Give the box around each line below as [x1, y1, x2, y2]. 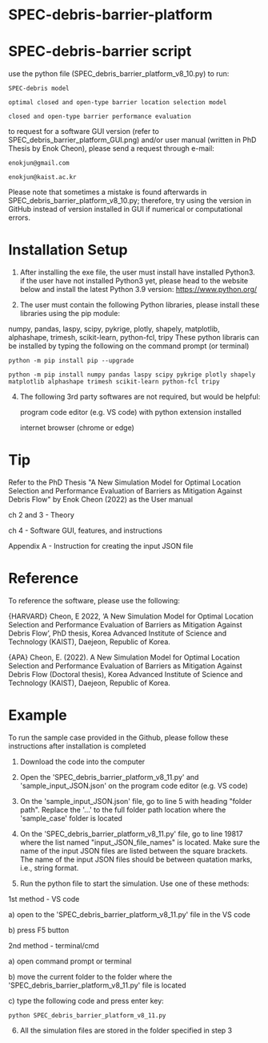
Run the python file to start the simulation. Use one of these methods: [19, 879, 250, 888]
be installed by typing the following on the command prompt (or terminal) [8, 341, 250, 351]
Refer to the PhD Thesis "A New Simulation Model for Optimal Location [8, 477, 242, 487]
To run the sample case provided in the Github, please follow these [8, 733, 230, 742]
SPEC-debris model [8, 84, 70, 93]
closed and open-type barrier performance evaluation [8, 112, 192, 121]
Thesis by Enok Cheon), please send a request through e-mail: [8, 144, 214, 153]
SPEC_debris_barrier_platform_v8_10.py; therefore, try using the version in [8, 196, 252, 205]
